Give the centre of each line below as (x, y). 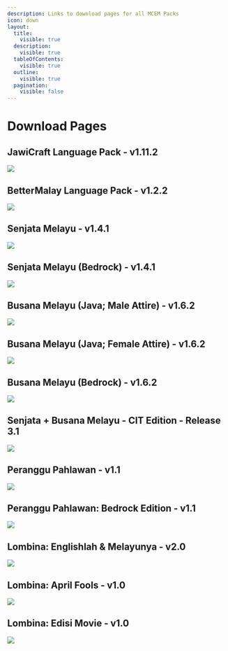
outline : (26, 72)
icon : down (23, 20)
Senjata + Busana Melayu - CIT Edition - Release (114, 421)
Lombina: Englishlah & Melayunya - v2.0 (97, 546)
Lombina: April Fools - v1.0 (66, 585)
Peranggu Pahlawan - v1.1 (64, 470)
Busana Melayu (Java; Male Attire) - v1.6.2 (101, 305)
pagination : (31, 85)
